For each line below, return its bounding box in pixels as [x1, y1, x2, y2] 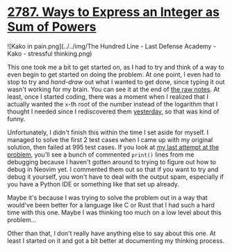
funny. [7, 114, 26, 123]
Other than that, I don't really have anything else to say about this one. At [7, 229, 216, 237]
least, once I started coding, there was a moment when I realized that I [7, 92, 209, 101]
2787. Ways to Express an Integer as [7, 4, 220, 20]
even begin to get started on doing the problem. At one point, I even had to [7, 70, 221, 79]
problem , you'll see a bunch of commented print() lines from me [7, 150, 194, 159]
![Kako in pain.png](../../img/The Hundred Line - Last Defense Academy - [7, 42, 217, 50]
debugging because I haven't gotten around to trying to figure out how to [7, 157, 217, 166]
